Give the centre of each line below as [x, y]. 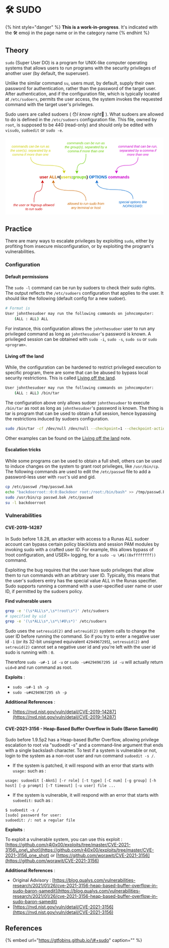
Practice [19, 229]
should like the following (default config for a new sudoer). [66, 298]
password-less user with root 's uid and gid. [51, 477]
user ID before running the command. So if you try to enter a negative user [82, 636]
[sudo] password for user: [33, 815]
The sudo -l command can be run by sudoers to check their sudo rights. [80, 288]
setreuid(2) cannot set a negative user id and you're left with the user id [80, 647]
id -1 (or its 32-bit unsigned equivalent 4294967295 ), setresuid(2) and [77, 642]
